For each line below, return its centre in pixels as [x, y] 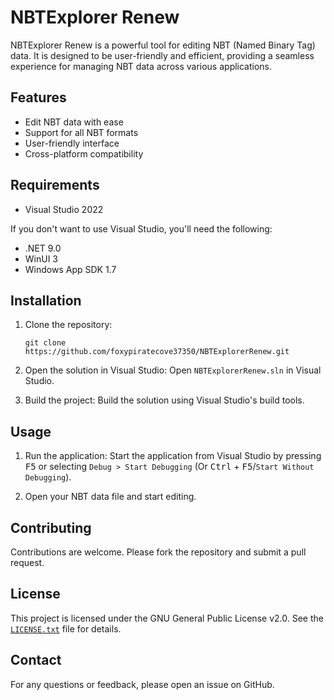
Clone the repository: [68, 325]
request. [27, 562]
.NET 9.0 [43, 248]
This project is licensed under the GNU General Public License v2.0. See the [167, 618]
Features [38, 97]
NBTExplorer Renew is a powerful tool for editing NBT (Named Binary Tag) [163, 45]
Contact [36, 660]
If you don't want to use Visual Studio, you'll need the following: [141, 228]
